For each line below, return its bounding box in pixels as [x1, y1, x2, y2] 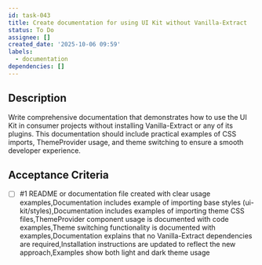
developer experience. [8, 146, 81, 155]
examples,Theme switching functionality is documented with [19, 223, 216, 232]
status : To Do [8, 26, 55, 34]
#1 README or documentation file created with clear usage [19, 189, 211, 198]
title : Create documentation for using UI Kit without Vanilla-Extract [8, 19, 247, 27]
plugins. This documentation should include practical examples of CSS [8, 129, 237, 138]
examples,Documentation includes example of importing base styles [19, 198, 242, 208]
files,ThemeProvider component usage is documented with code [19, 215, 229, 224]
